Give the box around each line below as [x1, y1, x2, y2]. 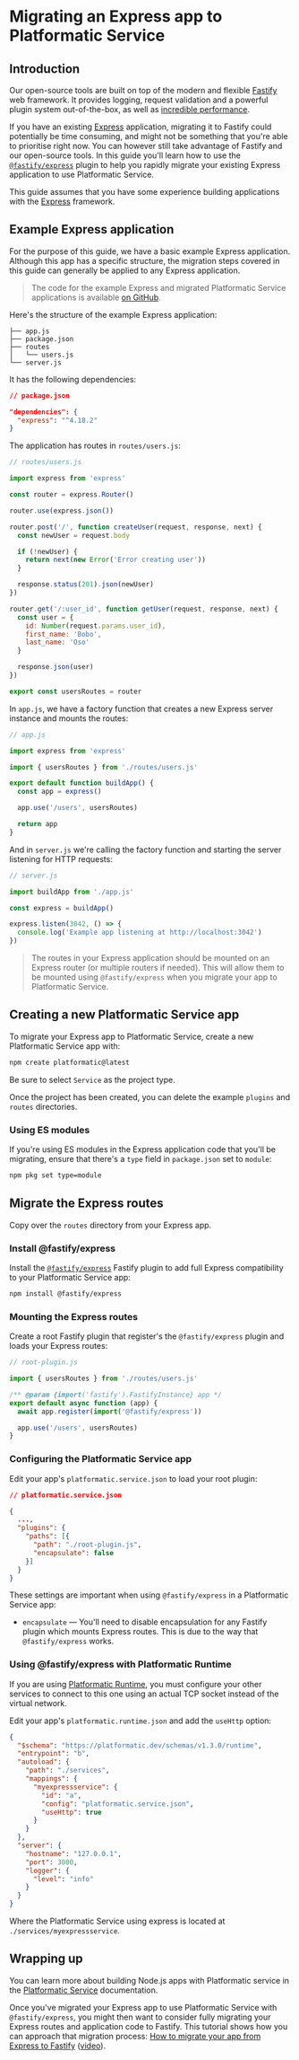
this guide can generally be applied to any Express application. [9, 265, 241, 276]
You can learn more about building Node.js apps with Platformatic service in [9, 1975, 289, 1985]
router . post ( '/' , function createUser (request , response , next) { [9, 523, 262, 532]
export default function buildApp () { [9, 779, 154, 788]
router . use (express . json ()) [9, 506, 115, 515]
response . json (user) [17, 663, 94, 672]
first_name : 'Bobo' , [25, 629, 102, 638]
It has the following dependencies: [9, 374, 137, 384]
